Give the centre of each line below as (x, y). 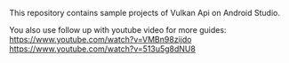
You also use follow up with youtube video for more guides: (118, 30)
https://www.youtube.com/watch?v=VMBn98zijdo (100, 39)
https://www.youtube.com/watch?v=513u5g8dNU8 (102, 49)
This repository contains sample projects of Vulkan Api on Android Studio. (145, 13)
